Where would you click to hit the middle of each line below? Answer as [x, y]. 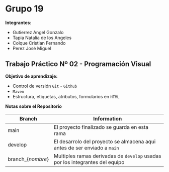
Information [107, 118]
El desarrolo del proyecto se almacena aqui [105, 141]
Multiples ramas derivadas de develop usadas [107, 156]
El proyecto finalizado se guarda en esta [101, 127]
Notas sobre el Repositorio [33, 106]
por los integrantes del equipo [89, 162]
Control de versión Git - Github [45, 86]
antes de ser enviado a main [86, 147]
